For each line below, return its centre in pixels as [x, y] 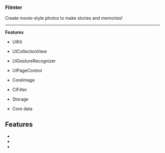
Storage [20, 99]
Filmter [14, 7]
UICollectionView [29, 51]
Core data [22, 109]
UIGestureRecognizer [34, 61]
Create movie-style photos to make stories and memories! [64, 18]
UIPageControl [27, 71]
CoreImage [24, 80]
